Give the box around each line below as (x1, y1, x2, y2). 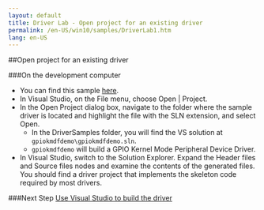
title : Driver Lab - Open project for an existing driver (8, 19, 203, 27)
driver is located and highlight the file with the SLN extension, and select (19, 111, 256, 121)
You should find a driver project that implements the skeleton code (19, 170, 237, 179)
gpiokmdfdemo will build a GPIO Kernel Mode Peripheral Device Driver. (31, 144, 256, 154)
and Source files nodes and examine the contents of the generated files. (19, 161, 255, 171)
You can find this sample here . (19, 86, 119, 96)
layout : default (8, 11, 62, 20)
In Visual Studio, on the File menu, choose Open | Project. (19, 94, 208, 103)
